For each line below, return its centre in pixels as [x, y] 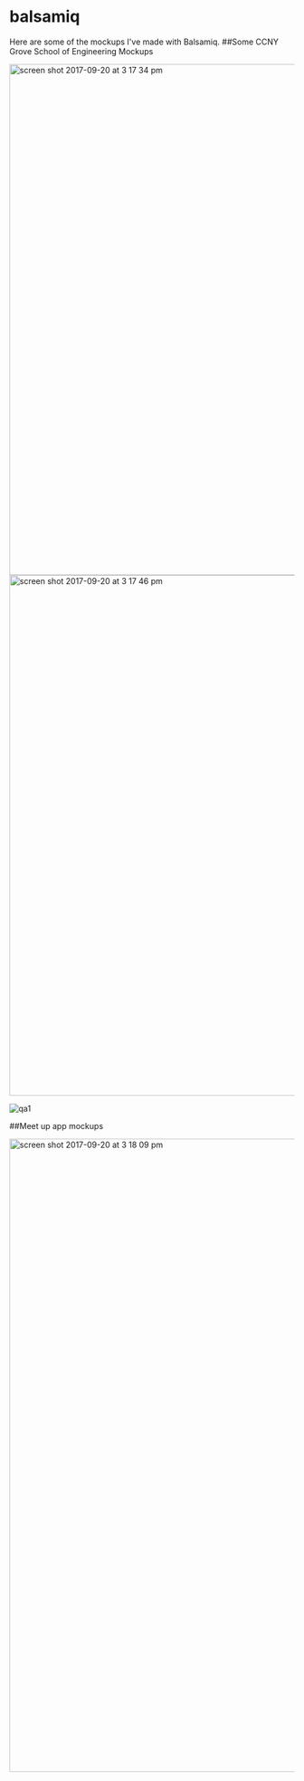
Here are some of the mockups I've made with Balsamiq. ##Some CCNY [144, 42]
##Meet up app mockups [57, 1125]
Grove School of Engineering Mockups [81, 51]
